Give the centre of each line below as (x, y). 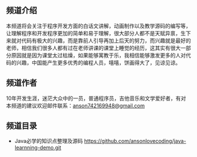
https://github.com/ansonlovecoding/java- (135, 141)
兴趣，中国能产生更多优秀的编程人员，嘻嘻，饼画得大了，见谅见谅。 (98, 62)
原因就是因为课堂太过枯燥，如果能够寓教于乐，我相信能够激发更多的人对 (98, 55)
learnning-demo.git (38, 148)
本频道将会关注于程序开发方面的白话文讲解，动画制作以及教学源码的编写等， (98, 26)
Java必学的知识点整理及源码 (49, 141)
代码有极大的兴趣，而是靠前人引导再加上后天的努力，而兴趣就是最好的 (106, 41)
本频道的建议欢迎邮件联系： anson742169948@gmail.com (76, 105)
